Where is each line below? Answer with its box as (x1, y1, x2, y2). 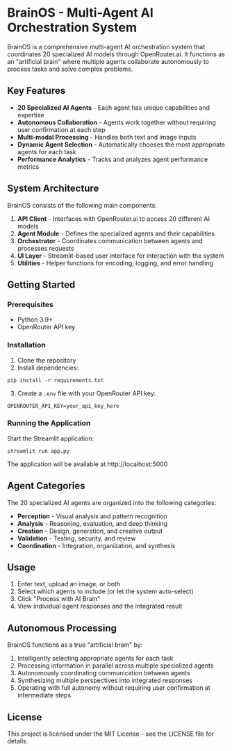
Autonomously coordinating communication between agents (17, 669, 190, 677)
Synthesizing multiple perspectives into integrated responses (17, 676, 193, 685)
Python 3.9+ (17, 315, 53, 324)
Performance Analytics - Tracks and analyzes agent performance (17, 155, 208, 163)
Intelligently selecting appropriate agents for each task (17, 654, 174, 663)
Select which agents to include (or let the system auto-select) (17, 587, 194, 595)
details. (7, 737, 28, 745)
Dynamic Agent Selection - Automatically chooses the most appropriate (17, 140, 226, 149)
